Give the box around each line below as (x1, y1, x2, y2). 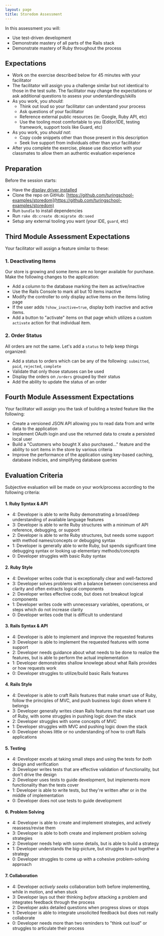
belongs (12, 702, 29, 708)
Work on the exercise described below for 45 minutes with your (12, 72, 141, 78)
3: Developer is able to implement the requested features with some (12, 639, 149, 645)
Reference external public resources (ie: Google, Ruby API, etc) (19, 114, 147, 120)
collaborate (12, 914, 35, 921)
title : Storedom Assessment (5, 12, 63, 17)
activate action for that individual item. (12, 320, 92, 326)
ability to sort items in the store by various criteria (12, 447, 113, 453)
